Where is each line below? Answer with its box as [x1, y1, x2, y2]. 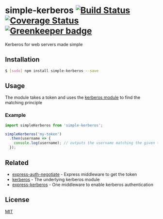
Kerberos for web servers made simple [5, 41, 83, 47]
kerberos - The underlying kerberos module [12, 176, 100, 182]
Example [5, 112, 26, 119]
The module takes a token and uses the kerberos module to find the [5, 94, 141, 100]
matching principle [5, 100, 43, 106]
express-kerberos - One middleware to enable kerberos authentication [12, 182, 154, 188]
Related [5, 158, 29, 167]
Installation [5, 56, 40, 64]
